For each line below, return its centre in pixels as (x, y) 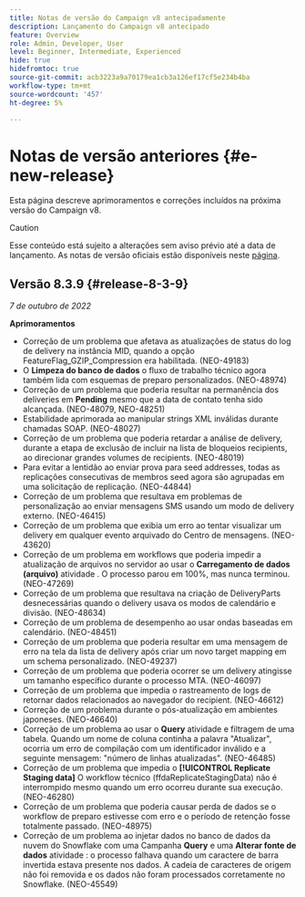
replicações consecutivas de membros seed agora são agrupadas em (153, 477)
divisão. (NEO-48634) (64, 613)
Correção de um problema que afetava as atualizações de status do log (157, 341)
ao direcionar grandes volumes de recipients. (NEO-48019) (133, 458)
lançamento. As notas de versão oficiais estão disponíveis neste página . (145, 256)
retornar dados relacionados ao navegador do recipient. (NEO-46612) (153, 700)
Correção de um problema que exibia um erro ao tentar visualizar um (152, 526)
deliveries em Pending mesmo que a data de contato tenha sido (143, 400)
